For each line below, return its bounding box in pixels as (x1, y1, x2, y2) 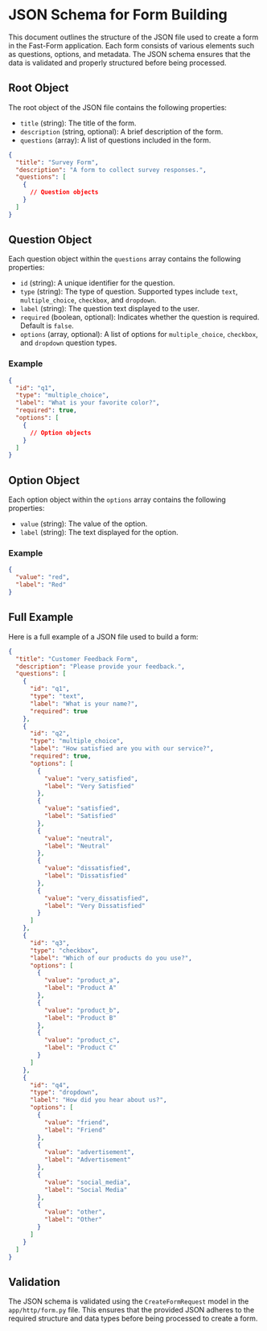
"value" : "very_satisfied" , (43, 774, 138, 783)
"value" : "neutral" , (43, 834, 113, 842)
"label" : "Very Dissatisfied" (43, 902, 146, 910)
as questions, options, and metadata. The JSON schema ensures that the (8, 49, 251, 59)
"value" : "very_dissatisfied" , (43, 894, 150, 902)
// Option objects (29, 429, 92, 437)
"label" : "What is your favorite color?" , (15, 399, 160, 407)
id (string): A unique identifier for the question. (19, 278, 175, 288)
